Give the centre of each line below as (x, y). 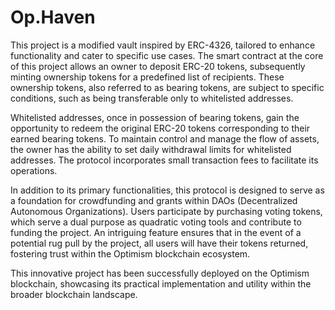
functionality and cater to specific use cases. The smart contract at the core (167, 55)
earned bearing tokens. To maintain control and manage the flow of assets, (165, 138)
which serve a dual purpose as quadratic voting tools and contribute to (156, 222)
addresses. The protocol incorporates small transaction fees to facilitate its (164, 160)
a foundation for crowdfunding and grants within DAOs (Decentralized (154, 200)
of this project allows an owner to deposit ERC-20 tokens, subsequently (158, 66)
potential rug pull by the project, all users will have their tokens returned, (159, 243)
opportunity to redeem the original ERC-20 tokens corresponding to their (160, 128)
